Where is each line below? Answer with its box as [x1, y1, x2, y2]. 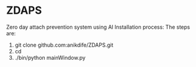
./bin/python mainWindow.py [14, 54, 85, 61]
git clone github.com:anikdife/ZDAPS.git [14, 41, 114, 48]
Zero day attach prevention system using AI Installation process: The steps [6, 23, 190, 31]
